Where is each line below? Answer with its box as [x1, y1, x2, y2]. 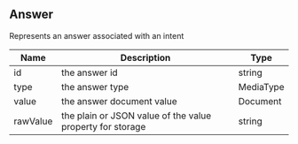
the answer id [60, 66, 118, 79]
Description [120, 51, 171, 64]
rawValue [13, 115, 53, 127]
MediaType [238, 80, 285, 93]
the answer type [60, 80, 129, 93]
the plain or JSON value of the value [60, 110, 212, 122]
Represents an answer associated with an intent [9, 30, 184, 41]
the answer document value [60, 95, 177, 107]
